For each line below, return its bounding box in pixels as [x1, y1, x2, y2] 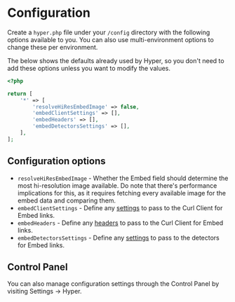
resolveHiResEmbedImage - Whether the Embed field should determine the [17, 174, 229, 182]
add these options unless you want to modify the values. [7, 64, 170, 72]
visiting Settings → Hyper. [7, 287, 82, 296]
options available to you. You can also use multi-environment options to [7, 35, 214, 43]
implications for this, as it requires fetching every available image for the [17, 188, 227, 197]
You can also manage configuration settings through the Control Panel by [7, 280, 220, 288]
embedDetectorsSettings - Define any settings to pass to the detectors [17, 233, 220, 242]
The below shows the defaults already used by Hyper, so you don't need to [7, 56, 224, 64]
